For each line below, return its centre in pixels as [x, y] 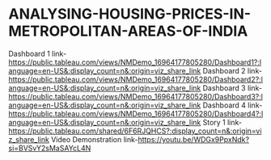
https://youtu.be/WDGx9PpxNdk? [193, 139]
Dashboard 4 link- [233, 105]
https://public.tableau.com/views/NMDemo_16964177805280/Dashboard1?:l [135, 62]
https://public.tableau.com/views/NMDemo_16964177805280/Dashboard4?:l [136, 113]
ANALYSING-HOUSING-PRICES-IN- [130, 14]
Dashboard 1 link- [38, 53]
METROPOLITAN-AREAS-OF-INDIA [128, 31]
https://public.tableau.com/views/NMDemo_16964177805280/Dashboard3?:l [135, 96]
